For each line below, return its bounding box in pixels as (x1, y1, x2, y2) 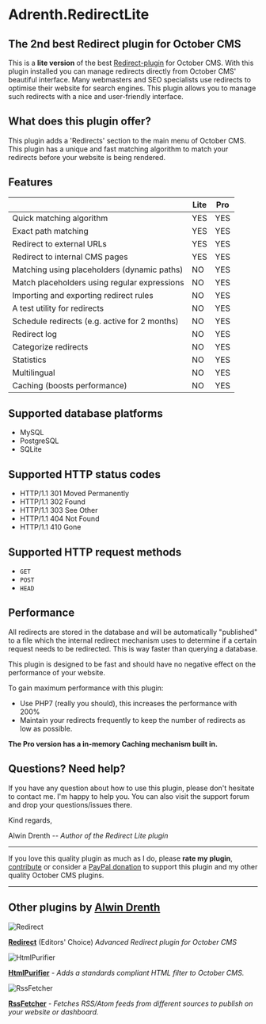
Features (8, 176, 53, 189)
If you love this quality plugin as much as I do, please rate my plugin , (8, 854, 234, 863)
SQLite (19, 445, 42, 454)
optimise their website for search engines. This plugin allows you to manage (8, 83, 256, 93)
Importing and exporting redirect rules (12, 289, 154, 300)
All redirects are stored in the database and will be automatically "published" (8, 627, 258, 636)
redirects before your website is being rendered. (8, 152, 166, 162)
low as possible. (19, 724, 73, 733)
